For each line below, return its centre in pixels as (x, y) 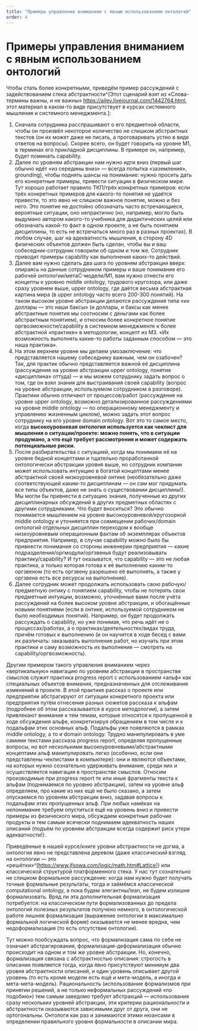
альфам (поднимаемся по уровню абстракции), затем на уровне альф (95, 785)
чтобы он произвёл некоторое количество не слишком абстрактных (101, 131)
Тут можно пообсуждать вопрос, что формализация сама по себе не (94, 940)
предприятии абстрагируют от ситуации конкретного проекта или (90, 696)
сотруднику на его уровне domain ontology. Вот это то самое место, (101, 421)
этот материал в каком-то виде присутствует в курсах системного (91, 107)
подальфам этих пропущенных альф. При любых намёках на (83, 803)
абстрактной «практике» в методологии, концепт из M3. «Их (92, 332)
